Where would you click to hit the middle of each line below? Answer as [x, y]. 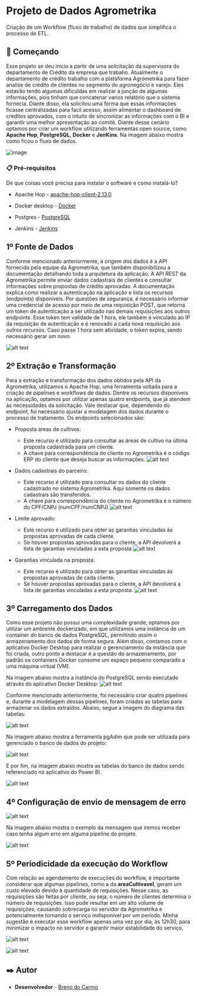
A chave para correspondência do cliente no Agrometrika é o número [107, 500]
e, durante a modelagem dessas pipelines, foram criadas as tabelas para [94, 701]
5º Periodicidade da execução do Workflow [87, 863]
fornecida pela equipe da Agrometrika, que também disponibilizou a [88, 267]
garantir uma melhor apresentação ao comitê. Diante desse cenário [88, 122]
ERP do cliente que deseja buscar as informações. [84, 459]
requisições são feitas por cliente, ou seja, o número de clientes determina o [98, 897]
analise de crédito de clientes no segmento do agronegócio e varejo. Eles [95, 85]
